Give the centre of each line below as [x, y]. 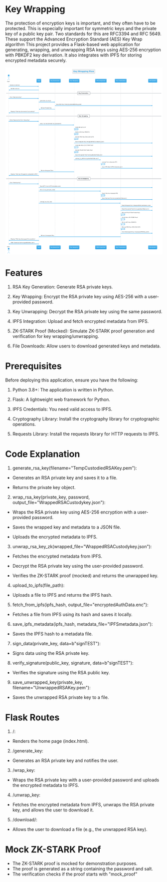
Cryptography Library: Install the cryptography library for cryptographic [86, 418]
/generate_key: [28, 751]
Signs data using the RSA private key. [51, 653]
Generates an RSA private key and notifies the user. [65, 760]
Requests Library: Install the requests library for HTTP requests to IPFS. [86, 433]
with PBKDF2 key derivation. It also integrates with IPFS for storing [74, 55]
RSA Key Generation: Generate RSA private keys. [63, 287]
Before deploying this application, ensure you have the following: [72, 380]
